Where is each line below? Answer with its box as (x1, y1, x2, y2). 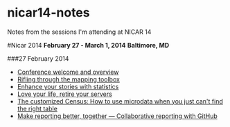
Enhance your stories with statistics (17, 82, 119, 90)
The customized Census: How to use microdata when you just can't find (17, 97, 223, 105)
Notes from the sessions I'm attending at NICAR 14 (7, 28, 152, 36)
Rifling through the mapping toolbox (17, 75, 120, 84)
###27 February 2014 (7, 54, 69, 63)
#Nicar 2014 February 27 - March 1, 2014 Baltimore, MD (7, 41, 170, 49)
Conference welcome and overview (17, 68, 119, 76)
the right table (17, 104, 57, 113)
